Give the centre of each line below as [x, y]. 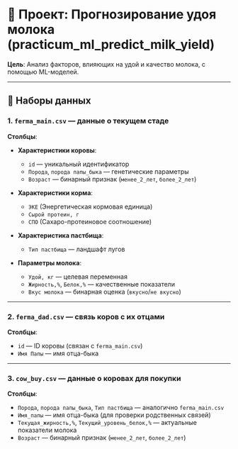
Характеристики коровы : [57, 150]
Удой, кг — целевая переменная [78, 277]
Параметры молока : [50, 262]
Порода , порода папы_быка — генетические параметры [108, 171]
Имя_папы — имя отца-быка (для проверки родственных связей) [114, 415]
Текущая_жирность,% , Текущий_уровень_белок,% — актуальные [107, 423]
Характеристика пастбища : [61, 235]
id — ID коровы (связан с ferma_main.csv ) [80, 345]
